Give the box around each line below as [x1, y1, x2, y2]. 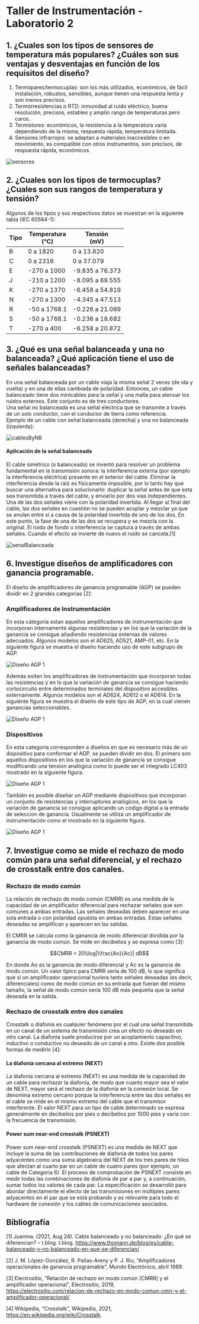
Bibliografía [6, 1217, 50, 1227]
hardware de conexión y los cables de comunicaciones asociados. [6, 1200, 169, 1207]
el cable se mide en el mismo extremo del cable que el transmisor [6, 1098, 166, 1105]
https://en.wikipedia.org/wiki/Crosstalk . [6, 1312, 102, 1319]
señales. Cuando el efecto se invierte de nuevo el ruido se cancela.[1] [6, 530, 176, 537]
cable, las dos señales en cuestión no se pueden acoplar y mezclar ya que [6, 504, 188, 512]
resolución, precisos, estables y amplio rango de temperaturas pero [14, 109, 181, 116]
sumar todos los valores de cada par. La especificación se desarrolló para [6, 1181, 187, 1188]
